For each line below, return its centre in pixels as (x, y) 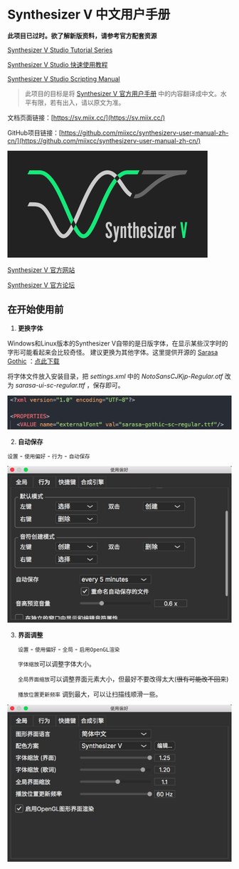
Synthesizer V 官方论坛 (41, 285)
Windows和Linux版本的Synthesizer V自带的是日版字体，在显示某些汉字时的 (118, 343)
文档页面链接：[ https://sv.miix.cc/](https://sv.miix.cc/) (86, 118)
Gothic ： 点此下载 (34, 361)
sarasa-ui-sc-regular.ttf (50, 385)
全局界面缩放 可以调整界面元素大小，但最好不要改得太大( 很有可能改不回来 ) (123, 679)
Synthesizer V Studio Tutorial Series (60, 50)
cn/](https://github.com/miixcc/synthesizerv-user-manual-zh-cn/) (104, 140)
